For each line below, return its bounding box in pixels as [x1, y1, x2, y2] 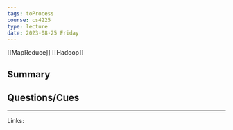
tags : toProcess [7, 10, 54, 17]
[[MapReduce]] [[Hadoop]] [7, 48, 84, 57]
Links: [7, 117, 24, 125]
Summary [7, 68, 51, 80]
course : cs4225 [7, 17, 51, 24]
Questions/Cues [7, 92, 80, 104]
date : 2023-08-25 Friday [7, 29, 79, 37]
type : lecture [7, 23, 49, 30]
